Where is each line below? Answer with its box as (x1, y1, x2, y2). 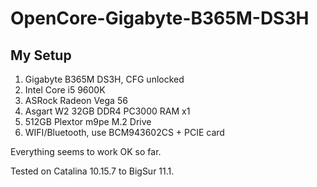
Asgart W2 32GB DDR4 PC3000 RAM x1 (24, 105, 191, 117)
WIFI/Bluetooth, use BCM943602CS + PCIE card (24, 127, 225, 138)
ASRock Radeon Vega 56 (24, 95, 128, 106)
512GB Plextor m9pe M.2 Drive (24, 116, 152, 127)
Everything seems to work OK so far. (10, 146, 162, 157)
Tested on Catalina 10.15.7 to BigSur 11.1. (10, 165, 175, 177)
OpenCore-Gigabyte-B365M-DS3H (10, 7, 310, 30)
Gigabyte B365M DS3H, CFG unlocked (24, 73, 185, 85)
